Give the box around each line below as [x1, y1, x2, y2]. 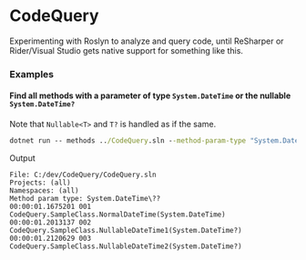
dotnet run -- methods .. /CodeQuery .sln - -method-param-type [9, 136, 247, 145]
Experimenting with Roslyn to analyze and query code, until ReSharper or [9, 35, 284, 46]
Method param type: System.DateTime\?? [9, 194, 161, 203]
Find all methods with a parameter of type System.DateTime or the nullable [9, 90, 291, 101]
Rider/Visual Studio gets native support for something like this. [9, 45, 244, 55]
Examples [9, 67, 55, 80]
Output [9, 152, 36, 164]
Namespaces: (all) [9, 185, 79, 195]
